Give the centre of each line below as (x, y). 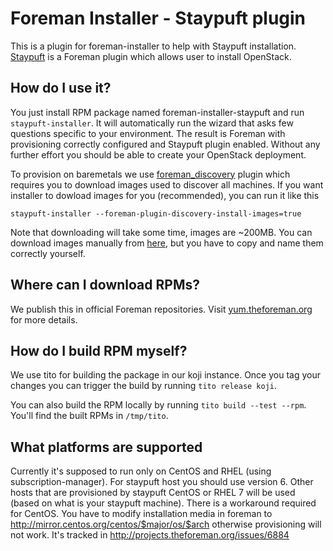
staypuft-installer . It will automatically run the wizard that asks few (152, 123)
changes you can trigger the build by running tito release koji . (144, 386)
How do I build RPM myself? (99, 350)
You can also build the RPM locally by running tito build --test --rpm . (158, 405)
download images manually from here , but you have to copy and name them (167, 243)
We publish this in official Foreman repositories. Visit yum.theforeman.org (161, 309)
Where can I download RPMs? (105, 285)
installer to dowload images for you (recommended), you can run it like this (165, 195)
